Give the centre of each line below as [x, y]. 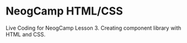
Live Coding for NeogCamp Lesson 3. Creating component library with [93, 28]
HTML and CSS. [26, 34]
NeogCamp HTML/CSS [64, 11]
